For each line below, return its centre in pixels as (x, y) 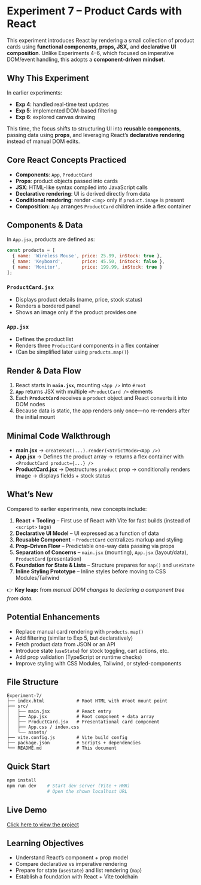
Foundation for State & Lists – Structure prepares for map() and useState (105, 565)
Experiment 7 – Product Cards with (95, 11)
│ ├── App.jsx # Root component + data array (80, 717)
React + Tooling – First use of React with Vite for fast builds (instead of (103, 520)
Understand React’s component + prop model (71, 857)
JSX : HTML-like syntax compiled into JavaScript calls (82, 187)
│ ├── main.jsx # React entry (59, 711)
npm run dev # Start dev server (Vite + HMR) (68, 786)
